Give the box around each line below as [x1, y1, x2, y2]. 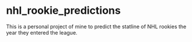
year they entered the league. [6, 29, 78, 36]
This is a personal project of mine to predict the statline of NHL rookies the [6, 23, 187, 30]
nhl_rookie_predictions [6, 4, 121, 17]
